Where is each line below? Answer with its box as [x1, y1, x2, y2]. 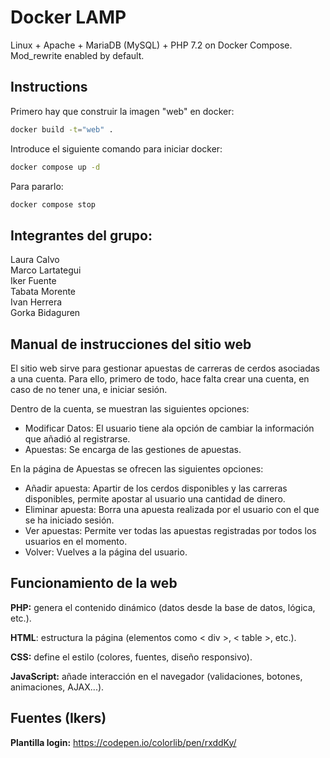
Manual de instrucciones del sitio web [10, 336, 252, 353]
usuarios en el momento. [24, 536, 128, 547]
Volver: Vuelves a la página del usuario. [24, 546, 188, 558]
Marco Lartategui [10, 264, 82, 276]
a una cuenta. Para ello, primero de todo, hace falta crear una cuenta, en [10, 373, 310, 385]
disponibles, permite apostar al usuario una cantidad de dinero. [24, 493, 286, 505]
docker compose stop [10, 199, 97, 210]
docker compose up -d [10, 162, 101, 172]
